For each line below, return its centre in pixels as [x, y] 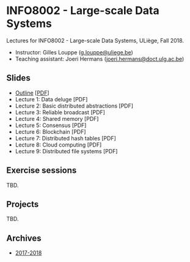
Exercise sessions [42, 171]
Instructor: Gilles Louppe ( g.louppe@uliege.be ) [74, 52]
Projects [23, 204]
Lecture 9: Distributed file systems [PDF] [66, 151]
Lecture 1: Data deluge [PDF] [51, 99]
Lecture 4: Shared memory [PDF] [57, 118]
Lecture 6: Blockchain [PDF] [51, 131]
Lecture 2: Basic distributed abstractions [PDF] [74, 106]
